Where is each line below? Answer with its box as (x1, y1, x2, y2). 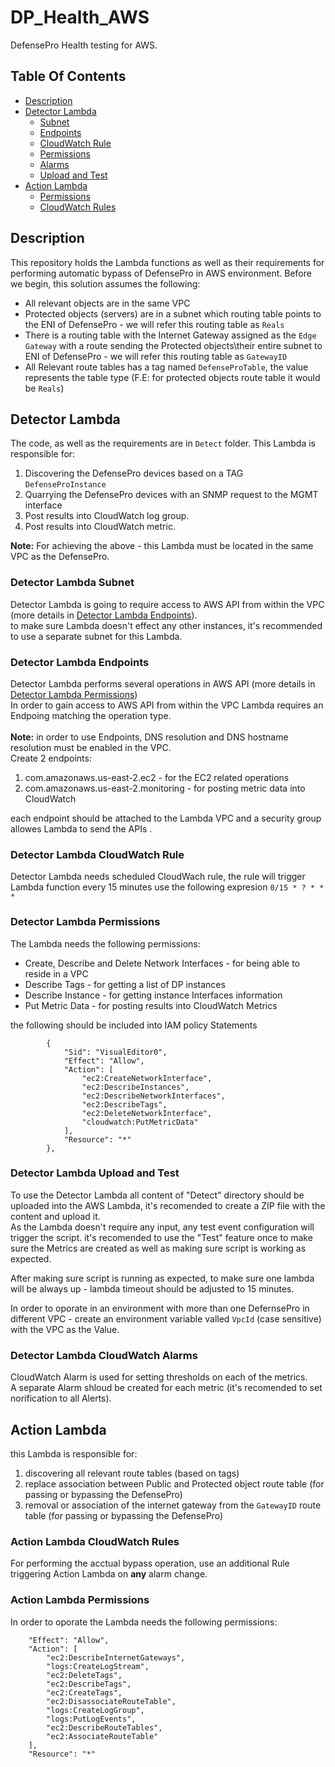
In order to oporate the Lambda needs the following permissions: (10, 1616, 278, 1628)
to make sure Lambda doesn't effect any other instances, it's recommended (10, 619, 323, 631)
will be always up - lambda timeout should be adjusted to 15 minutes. (10, 1282, 295, 1295)
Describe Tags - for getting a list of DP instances (24, 978, 226, 990)
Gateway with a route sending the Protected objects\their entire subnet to (24, 339, 323, 351)
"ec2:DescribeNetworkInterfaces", (81, 1091, 226, 1101)
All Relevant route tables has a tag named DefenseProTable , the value (24, 361, 309, 373)
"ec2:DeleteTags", (46, 1670, 123, 1680)
